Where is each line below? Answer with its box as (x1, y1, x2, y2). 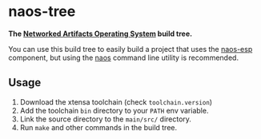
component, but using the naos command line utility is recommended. (8, 53, 239, 62)
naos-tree (8, 2, 76, 21)
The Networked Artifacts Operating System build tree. (8, 29, 193, 38)
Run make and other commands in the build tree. (19, 122, 178, 132)
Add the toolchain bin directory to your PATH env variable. (19, 105, 209, 115)
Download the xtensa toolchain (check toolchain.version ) (19, 97, 213, 106)
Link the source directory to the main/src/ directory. (19, 114, 192, 124)
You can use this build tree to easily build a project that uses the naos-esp (8, 44, 253, 54)
